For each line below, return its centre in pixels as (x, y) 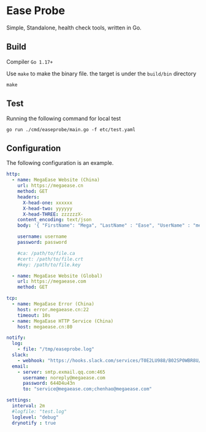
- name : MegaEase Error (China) (53, 304)
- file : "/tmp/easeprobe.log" (56, 349)
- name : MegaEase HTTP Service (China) (63, 321)
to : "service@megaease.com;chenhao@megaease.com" (87, 389)
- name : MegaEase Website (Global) (57, 276)
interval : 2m (29, 406)
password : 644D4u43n (49, 384)
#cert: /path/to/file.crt (51, 259)
